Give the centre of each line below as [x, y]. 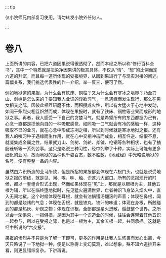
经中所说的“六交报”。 [27, 227]
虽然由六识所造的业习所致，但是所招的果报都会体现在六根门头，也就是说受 [81, 171]
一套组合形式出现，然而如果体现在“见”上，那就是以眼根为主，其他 [89, 184]
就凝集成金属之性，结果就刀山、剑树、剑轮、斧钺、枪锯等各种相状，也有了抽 [83, 142]
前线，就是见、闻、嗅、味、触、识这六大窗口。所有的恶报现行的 [87, 178]
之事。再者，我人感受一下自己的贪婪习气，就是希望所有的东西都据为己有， [85, 117]
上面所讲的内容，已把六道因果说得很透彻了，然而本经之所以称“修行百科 [78, 64]
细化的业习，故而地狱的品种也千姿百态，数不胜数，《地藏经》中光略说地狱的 [82, 155]
